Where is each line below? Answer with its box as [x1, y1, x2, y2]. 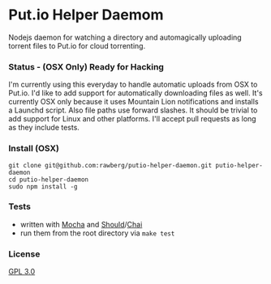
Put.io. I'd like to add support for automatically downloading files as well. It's [8, 88, 264, 98]
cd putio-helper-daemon [8, 176, 89, 184]
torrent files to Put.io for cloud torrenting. [8, 40, 146, 50]
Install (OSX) [8, 143, 59, 155]
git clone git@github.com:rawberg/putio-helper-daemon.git [8, 161, 213, 169]
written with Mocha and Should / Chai [19, 219, 143, 229]
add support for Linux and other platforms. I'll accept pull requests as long [8, 114, 257, 124]
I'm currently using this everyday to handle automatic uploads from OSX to [8, 79, 258, 90]
